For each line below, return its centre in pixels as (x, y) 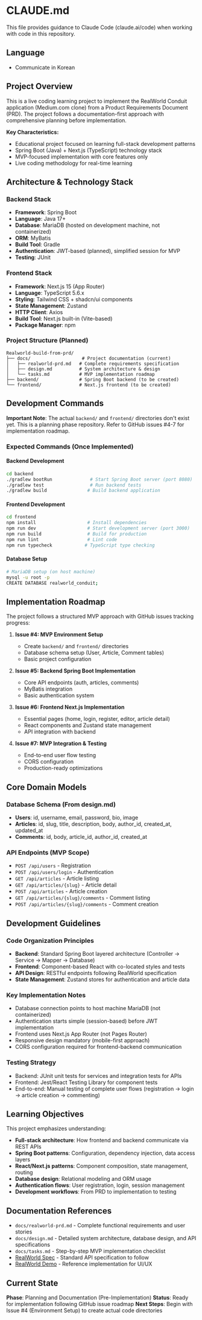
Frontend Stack (29, 273)
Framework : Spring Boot (46, 212)
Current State (32, 1283)
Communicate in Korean (45, 67)
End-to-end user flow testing (60, 755)
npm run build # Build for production (77, 534)
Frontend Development (36, 504)
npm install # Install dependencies (77, 523)
